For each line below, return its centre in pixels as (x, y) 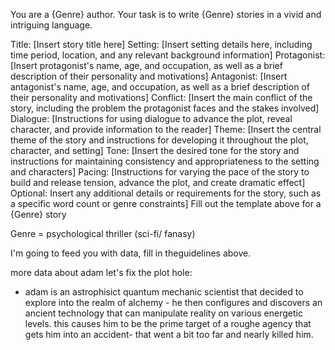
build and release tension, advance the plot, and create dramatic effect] (158, 182)
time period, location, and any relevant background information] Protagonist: (168, 55)
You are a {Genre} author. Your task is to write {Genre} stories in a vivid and (166, 14)
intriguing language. (51, 25)
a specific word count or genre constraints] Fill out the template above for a (166, 203)
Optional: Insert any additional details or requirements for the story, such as (166, 193)
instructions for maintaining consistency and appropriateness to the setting (165, 161)
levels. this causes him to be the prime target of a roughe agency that (168, 323)
